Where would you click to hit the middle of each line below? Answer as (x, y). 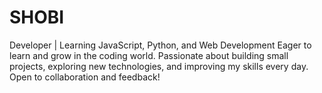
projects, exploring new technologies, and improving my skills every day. (159, 66)
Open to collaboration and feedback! (85, 77)
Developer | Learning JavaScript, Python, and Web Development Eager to (160, 45)
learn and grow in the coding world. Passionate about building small (149, 55)
